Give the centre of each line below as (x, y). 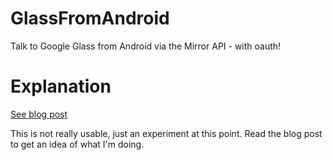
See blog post (39, 114)
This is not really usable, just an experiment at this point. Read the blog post (166, 133)
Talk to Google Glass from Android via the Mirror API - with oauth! (146, 46)
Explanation (61, 86)
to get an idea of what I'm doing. (77, 144)
